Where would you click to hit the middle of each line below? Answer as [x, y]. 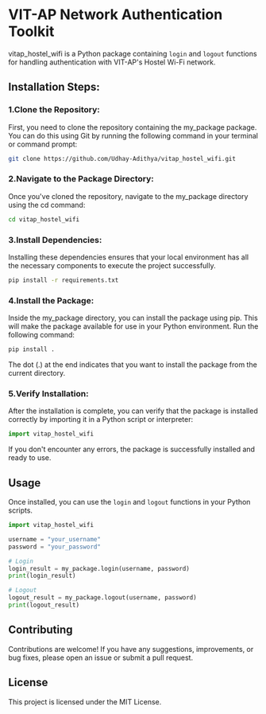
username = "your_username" [55, 539]
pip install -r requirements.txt [64, 280]
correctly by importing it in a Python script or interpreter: [101, 419]
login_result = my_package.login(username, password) [99, 568]
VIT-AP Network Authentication [116, 15]
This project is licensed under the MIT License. [85, 701]
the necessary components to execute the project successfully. [112, 265]
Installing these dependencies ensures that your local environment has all [128, 257]
